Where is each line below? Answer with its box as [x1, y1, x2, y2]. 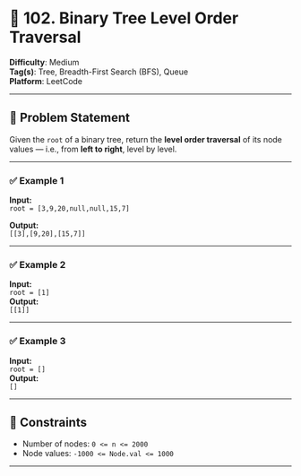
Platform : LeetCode [9, 75, 83, 86]
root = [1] [9, 289, 50, 298]
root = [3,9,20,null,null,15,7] [9, 204, 130, 213]
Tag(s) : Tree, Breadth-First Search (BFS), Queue [9, 66, 189, 77]
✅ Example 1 [9, 174, 64, 186]
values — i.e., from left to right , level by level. [9, 143, 177, 154]
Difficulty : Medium [9, 56, 80, 67]
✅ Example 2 [9, 258, 66, 271]
